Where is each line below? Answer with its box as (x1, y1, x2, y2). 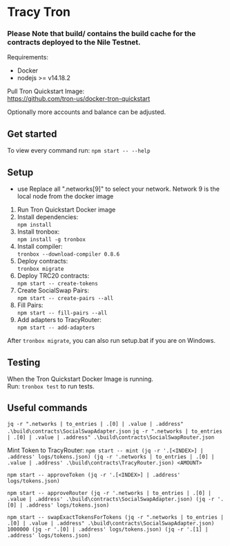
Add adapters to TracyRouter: (17, 316, 102, 324)
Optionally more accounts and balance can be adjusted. (7, 108, 166, 116)
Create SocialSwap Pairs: (17, 286, 90, 294)
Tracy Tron (7, 4, 71, 20)
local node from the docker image (17, 192, 114, 200)
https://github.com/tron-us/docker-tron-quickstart (7, 95, 151, 103)
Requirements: (7, 53, 48, 62)
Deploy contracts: (17, 257, 68, 265)
